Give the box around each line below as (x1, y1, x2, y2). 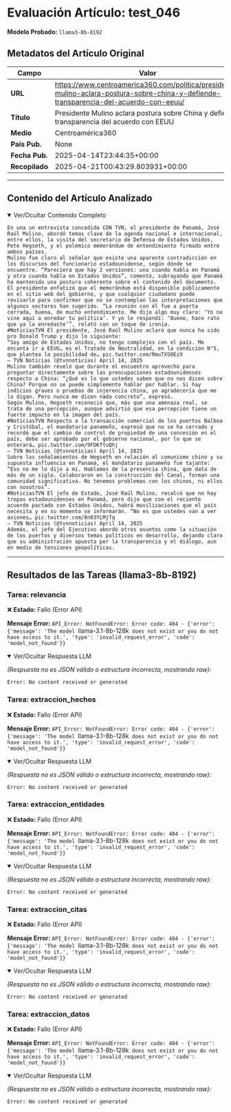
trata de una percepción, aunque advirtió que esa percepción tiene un (7, 405, 217, 412)
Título (10, 112, 30, 122)
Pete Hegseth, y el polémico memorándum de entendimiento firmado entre (7, 242, 220, 249)
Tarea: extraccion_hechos (7, 695, 96, 704)
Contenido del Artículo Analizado (7, 192, 153, 204)
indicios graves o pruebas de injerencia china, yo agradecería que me (7, 387, 217, 394)
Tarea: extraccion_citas (7, 904, 87, 914)
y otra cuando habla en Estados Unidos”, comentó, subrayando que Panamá (7, 272, 223, 279)
